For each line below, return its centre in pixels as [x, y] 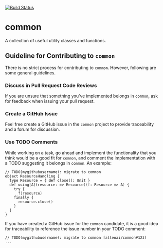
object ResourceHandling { [32, 176]
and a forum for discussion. [33, 129]
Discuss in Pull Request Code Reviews [51, 85]
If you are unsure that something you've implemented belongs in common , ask [81, 96]
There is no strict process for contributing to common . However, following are [81, 68]
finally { [24, 197]
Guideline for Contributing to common [60, 56]
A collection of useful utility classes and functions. [55, 40]
